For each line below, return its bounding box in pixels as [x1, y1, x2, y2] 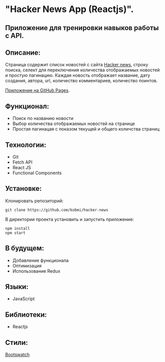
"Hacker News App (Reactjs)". [5, 4, 134, 15]
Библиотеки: [5, 310, 47, 319]
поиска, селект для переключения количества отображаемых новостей [5, 67, 160, 73]
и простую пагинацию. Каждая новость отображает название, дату [5, 72, 150, 78]
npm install [5, 226, 30, 231]
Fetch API [12, 159, 32, 165]
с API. [5, 31, 24, 40]
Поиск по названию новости [12, 115, 73, 122]
